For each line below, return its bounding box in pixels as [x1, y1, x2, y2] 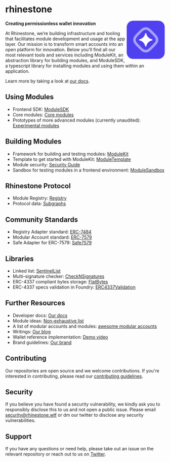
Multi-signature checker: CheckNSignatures [12, 273, 105, 279]
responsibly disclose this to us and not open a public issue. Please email [5, 407, 156, 413]
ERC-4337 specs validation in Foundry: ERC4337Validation [12, 284, 136, 290]
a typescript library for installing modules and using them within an [5, 63, 144, 69]
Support [5, 432, 32, 441]
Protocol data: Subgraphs [12, 200, 66, 207]
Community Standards [5, 215, 78, 224]
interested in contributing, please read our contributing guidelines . [5, 373, 143, 379]
